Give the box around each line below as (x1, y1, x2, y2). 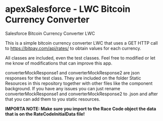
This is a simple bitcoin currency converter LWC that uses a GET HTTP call (5, 40, 158, 46)
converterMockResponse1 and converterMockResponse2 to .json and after (5, 91, 158, 97)
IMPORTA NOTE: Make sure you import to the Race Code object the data (5, 106, 157, 112)
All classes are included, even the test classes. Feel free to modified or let (5, 55, 156, 60)
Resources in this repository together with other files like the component (5, 80, 153, 86)
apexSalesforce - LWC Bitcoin (5, 3, 131, 15)
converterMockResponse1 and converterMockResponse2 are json (5, 69, 140, 75)
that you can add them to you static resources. (5, 96, 101, 102)
